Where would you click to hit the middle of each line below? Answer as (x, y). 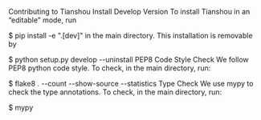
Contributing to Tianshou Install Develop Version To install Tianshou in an (129, 12)
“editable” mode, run (43, 20)
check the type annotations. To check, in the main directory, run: (115, 92)
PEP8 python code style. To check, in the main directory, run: (110, 68)
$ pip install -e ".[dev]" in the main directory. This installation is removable (130, 36)
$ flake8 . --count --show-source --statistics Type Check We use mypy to (131, 84)
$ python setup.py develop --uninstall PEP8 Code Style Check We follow (128, 60)
